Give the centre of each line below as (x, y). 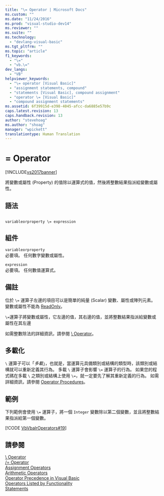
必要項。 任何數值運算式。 (32, 270)
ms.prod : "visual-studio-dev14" (38, 24)
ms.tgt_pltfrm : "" (24, 47)
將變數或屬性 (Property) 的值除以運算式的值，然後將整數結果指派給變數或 (79, 182)
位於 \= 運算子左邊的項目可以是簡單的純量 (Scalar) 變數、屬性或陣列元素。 (80, 300)
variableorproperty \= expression (41, 222)
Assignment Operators (28, 468)
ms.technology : (21, 38)
